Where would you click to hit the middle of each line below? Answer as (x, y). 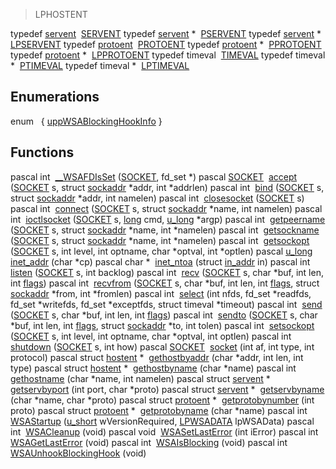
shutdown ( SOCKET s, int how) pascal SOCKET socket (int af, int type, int (162, 346)
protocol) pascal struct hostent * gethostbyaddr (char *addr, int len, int (157, 357)
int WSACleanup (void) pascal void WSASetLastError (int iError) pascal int (164, 431)
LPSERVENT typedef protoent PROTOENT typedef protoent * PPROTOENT (166, 44)
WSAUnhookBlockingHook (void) (78, 453)
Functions (42, 152)
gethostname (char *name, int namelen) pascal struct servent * (140, 378)
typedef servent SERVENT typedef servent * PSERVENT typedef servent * (166, 33)
